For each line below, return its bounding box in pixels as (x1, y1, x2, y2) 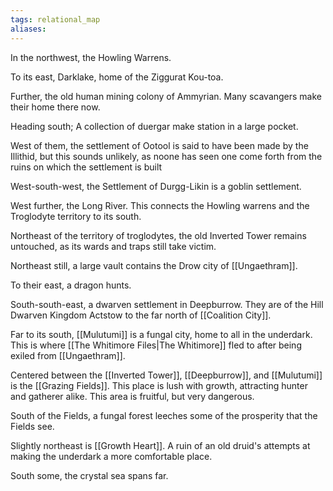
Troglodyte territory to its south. (10, 210, 142, 222)
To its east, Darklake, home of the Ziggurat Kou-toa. (10, 71, 224, 83)
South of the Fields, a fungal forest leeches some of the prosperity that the (10, 409, 318, 421)
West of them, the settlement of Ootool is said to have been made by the (10, 139, 309, 151)
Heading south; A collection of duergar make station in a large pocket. (10, 120, 299, 132)
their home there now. (10, 101, 101, 113)
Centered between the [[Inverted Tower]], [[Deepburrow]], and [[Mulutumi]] (10, 369, 323, 381)
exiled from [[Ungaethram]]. (10, 349, 126, 361)
